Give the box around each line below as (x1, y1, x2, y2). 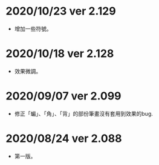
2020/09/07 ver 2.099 (5, 89, 122, 103)
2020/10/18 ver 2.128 (5, 47, 114, 61)
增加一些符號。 (14, 25, 52, 32)
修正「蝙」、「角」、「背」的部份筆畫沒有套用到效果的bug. (14, 110, 154, 117)
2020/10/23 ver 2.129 (5, 4, 116, 18)
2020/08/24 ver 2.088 (5, 132, 122, 145)
